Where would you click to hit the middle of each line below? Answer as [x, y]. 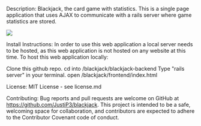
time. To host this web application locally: [57, 57]
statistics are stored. [31, 21]
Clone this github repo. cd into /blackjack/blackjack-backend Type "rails [95, 69]
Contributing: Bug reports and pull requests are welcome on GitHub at [93, 98]
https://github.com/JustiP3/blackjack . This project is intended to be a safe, [98, 105]
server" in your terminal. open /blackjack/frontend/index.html [82, 75]
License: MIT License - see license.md [54, 87]
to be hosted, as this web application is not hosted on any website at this [96, 51]
